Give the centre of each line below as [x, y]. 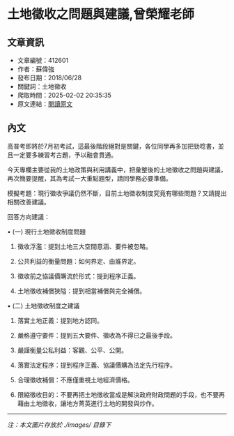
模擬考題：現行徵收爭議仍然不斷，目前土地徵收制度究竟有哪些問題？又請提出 [117, 193]
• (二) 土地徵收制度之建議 [44, 306]
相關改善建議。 [29, 202]
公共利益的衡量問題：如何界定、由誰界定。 [78, 261]
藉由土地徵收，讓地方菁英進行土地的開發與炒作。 [87, 403]
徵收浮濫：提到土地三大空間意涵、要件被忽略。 [84, 246]
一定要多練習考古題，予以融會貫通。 [65, 155]
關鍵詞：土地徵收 [42, 87]
